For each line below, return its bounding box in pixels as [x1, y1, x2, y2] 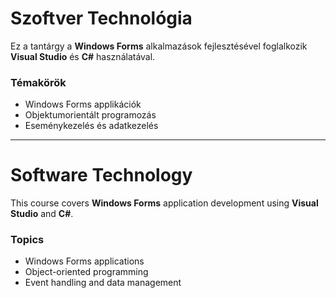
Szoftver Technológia [10, 7, 193, 30]
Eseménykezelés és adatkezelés [24, 120, 159, 132]
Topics [10, 233, 45, 247]
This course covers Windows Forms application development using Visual [10, 197, 319, 209]
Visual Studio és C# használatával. [10, 50, 156, 62]
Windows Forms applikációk [24, 98, 142, 111]
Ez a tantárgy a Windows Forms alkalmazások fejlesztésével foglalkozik [10, 40, 308, 52]
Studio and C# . [10, 208, 74, 220]
